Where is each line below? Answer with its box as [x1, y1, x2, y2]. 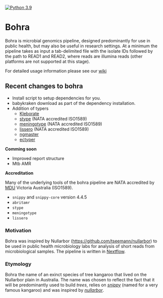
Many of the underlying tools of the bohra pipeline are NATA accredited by [5, 179, 155, 185]
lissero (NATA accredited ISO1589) [19, 126, 89, 132]
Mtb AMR [12, 160, 32, 166]
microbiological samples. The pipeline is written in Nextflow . [5, 249, 126, 255]
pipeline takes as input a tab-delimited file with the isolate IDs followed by [5, 48, 153, 54]
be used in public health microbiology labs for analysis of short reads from [5, 243, 155, 249]
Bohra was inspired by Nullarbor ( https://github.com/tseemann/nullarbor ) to [5, 238, 158, 244]
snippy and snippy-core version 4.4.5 [12, 194, 87, 200]
